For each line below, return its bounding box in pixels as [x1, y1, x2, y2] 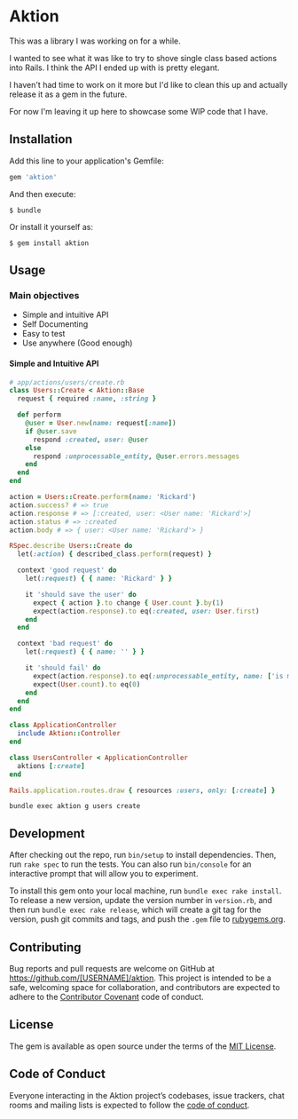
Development [9, 826, 86, 841]
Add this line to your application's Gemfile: [9, 155, 164, 166]
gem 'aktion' [9, 172, 58, 181]
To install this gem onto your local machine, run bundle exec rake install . [9, 885, 282, 896]
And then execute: [9, 188, 76, 199]
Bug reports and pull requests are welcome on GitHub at [9, 964, 216, 974]
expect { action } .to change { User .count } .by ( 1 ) [32, 598, 224, 607]
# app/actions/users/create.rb [9, 377, 125, 387]
